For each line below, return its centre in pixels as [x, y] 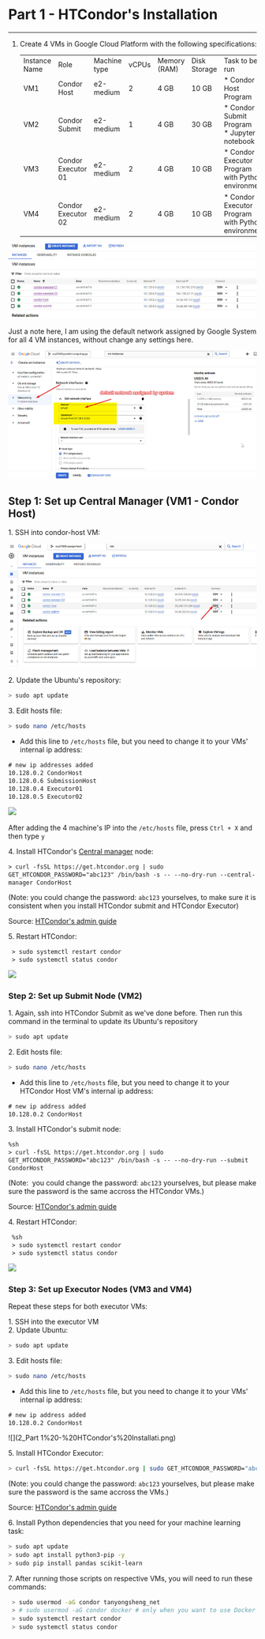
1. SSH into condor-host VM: [54, 533]
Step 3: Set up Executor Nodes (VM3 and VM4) [100, 1289]
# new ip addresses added [50, 765]
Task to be [241, 60]
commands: [28, 1587]
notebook [239, 141]
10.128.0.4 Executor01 [45, 789]
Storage [204, 69]
